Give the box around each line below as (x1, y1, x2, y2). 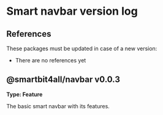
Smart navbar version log (6, 4, 138, 18)
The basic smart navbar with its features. (6, 102, 110, 109)
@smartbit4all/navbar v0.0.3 (6, 75, 121, 85)
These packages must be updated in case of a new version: (6, 45, 157, 52)
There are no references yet (15, 57, 86, 64)
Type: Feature (6, 91, 43, 98)
